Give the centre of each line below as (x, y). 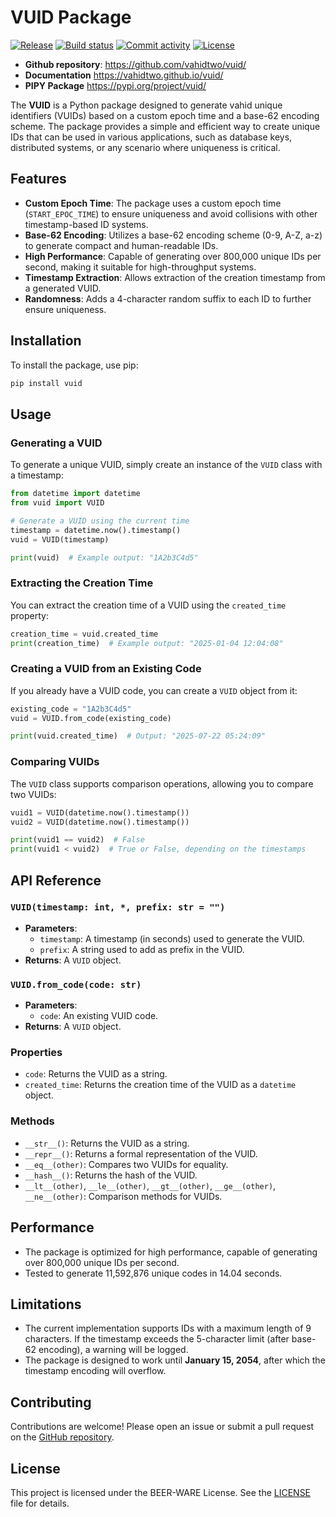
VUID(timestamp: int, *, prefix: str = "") (118, 907)
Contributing (51, 1402)
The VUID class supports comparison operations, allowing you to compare (162, 783)
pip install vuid (46, 383)
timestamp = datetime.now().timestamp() (96, 530)
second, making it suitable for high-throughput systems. (140, 267)
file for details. (40, 1503)
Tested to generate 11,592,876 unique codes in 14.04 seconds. (153, 1273)
